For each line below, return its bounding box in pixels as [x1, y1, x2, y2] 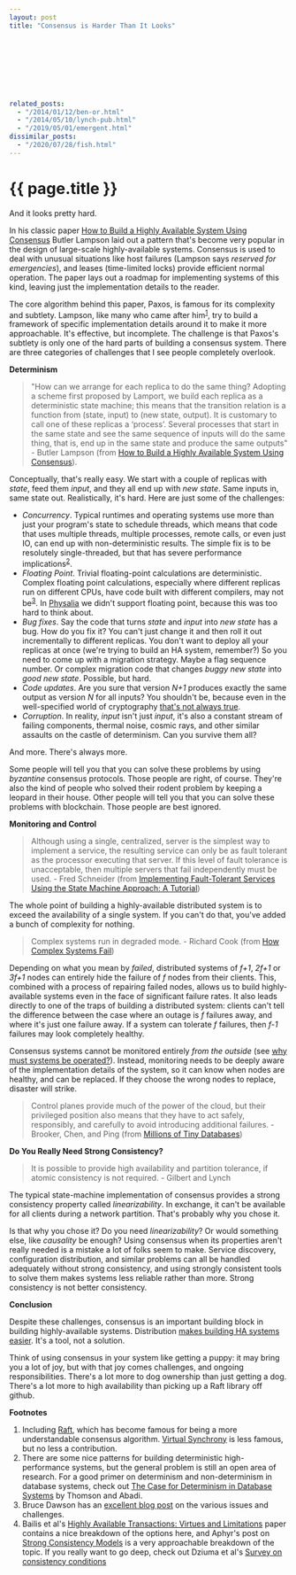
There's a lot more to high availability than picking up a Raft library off [9, 1380, 262, 1391]
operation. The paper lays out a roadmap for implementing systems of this [9, 272, 280, 283]
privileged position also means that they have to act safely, [30, 1109, 246, 1121]
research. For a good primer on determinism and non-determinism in [21, 1471, 272, 1482]
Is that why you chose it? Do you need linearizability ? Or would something [9, 1225, 279, 1236]
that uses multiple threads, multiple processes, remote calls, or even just [21, 529, 286, 539]
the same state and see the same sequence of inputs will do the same [30, 429, 285, 439]
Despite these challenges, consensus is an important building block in [9, 1316, 263, 1327]
